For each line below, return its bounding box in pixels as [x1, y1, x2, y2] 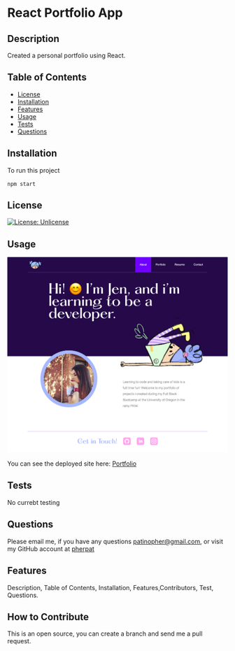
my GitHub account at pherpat [7, 544, 94, 553]
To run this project [7, 166, 60, 174]
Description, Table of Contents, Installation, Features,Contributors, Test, [7, 583, 214, 592]
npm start [7, 180, 36, 187]
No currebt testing [7, 498, 60, 506]
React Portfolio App [7, 5, 123, 21]
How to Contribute [7, 610, 90, 623]
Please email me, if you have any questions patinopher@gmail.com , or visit [7, 537, 224, 545]
